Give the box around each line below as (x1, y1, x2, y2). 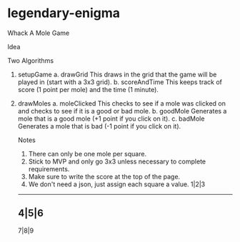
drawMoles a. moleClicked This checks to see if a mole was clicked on (17, 99, 226, 108)
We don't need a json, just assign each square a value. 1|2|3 (28, 180, 206, 188)
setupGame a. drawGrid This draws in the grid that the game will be (17, 70, 217, 79)
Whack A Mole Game (7, 29, 70, 37)
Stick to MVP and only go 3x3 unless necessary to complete (28, 157, 206, 166)
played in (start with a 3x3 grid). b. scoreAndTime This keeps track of (17, 77, 223, 86)
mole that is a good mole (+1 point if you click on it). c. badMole (17, 114, 205, 123)
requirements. (28, 164, 70, 173)
